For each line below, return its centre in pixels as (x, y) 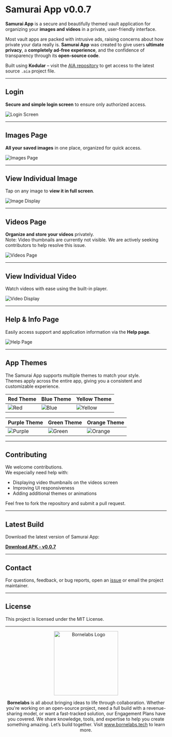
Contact (18, 568)
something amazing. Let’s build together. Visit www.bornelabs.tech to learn (86, 724)
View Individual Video (41, 276)
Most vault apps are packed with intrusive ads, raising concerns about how (84, 39)
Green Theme (65, 422)
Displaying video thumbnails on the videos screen (65, 482)
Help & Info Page (32, 320)
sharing (14, 713)
